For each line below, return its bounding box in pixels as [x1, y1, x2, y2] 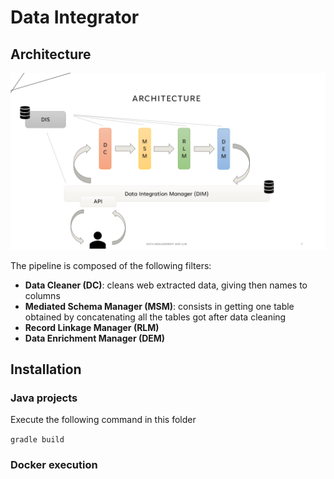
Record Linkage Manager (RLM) [24, 321, 160, 333]
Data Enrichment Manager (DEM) [24, 332, 166, 344]
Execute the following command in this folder [10, 414, 197, 426]
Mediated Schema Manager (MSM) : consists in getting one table [24, 300, 295, 312]
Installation [10, 361, 82, 378]
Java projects [10, 391, 78, 405]
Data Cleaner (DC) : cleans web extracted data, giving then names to [24, 279, 308, 291]
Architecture [10, 46, 92, 63]
